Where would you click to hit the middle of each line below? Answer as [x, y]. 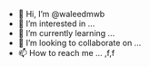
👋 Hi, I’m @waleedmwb [61, 14]
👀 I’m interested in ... [56, 24]
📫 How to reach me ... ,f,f [66, 53]
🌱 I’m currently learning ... [66, 33]
